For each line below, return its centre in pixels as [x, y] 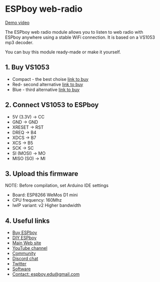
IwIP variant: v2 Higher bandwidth [47, 205]
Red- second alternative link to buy [48, 84]
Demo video [17, 23]
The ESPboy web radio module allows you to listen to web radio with [74, 32]
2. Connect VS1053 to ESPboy [52, 105]
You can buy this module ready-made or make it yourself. [63, 52]
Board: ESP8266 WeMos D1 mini [45, 195]
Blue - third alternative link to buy [46, 90]
